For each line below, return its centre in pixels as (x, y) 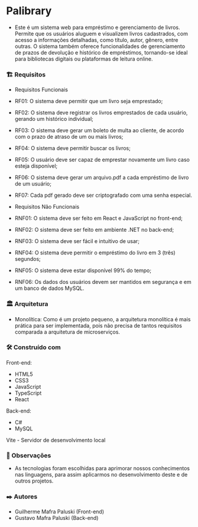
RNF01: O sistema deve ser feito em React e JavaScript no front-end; (99, 218)
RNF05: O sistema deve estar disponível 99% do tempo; (83, 270)
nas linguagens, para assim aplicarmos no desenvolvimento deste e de (101, 475)
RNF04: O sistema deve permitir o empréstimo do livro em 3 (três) (95, 253)
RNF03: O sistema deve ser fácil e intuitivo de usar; (77, 241)
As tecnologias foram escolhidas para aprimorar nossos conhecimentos (102, 468)
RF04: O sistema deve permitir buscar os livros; (73, 148)
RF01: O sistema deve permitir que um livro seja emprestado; (89, 101)
